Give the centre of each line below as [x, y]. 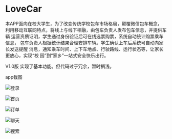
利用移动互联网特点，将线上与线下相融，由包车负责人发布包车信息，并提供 [84, 30]
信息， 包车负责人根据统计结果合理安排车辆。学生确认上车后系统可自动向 [82, 43]
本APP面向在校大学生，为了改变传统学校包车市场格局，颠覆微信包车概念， [84, 23]
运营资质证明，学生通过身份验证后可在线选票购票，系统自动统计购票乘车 [87, 36]
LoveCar [24, 9]
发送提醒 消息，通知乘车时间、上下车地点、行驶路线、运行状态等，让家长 [87, 49]
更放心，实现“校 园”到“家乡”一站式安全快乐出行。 [57, 55]
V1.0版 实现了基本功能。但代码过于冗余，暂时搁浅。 [60, 66]
